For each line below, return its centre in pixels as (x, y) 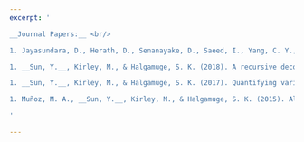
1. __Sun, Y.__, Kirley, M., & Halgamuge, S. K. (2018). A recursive (143, 67)
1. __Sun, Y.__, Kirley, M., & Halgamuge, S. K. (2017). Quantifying (143, 83)
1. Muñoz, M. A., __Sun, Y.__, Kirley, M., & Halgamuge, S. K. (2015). (147, 99)
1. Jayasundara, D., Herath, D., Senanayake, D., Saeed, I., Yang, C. (145, 51)
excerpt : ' (30, 18)
